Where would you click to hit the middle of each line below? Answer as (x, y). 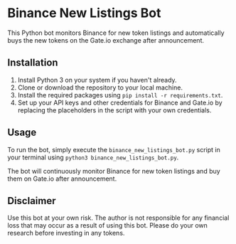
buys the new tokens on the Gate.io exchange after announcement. (106, 40)
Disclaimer (32, 201)
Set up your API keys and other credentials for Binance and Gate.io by (120, 102)
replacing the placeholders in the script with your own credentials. (114, 110)
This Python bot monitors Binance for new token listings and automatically (116, 33)
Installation (33, 63)
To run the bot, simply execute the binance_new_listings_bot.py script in (114, 149)
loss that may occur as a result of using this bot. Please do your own (108, 226)
